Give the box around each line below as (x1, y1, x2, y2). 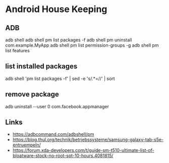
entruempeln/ (12, 142, 41, 148)
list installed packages (5, 62, 78, 71)
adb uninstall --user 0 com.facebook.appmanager (5, 103, 109, 109)
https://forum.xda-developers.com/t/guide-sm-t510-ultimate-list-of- (12, 147, 155, 153)
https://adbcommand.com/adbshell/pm (12, 131, 94, 137)
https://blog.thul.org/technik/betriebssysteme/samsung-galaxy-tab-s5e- (12, 137, 164, 143)
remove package (5, 90, 60, 99)
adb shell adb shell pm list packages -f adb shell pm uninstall (5, 37, 132, 43)
